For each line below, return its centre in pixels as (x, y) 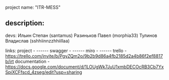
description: (25, 23)
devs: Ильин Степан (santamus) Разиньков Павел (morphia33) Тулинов (81, 35)
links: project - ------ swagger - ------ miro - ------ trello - (66, 51)
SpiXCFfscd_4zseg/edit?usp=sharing (44, 72)
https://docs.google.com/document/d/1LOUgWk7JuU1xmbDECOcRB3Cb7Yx (84, 67)
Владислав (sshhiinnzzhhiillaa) (37, 41)
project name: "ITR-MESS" (33, 7)
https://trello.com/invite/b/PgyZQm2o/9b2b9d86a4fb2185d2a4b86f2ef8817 (84, 56)
